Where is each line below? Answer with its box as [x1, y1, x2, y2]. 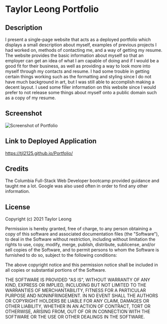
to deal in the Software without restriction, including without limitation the [5, 236, 156, 242]
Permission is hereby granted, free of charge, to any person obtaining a [5, 226, 152, 232]
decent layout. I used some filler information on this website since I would [5, 84, 156, 90]
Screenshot [5, 109, 42, 118]
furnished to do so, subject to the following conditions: [5, 252, 117, 258]
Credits [5, 164, 29, 173]
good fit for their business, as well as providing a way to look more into [5, 63, 151, 69]
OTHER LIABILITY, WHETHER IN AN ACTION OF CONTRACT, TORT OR [5, 303, 151, 310]
